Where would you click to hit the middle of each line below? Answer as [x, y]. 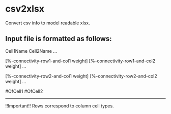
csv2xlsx [25, 9]
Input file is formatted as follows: [59, 39]
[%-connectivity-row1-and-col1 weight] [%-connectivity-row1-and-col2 [80, 61]
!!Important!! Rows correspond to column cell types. [60, 106]
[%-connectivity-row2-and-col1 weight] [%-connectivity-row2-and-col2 [81, 76]
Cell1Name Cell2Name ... [31, 51]
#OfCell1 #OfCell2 [24, 91]
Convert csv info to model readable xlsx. [48, 23]
